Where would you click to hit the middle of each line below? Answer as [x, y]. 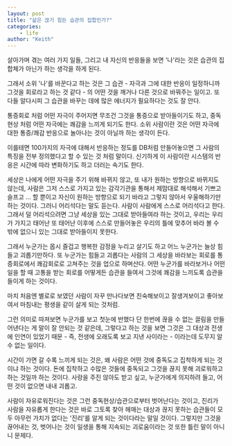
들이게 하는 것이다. [32, 281]
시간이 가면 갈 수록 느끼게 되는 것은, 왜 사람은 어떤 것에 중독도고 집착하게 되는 [111, 360]
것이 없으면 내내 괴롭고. [46, 386]
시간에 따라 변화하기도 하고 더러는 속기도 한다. [82, 165]
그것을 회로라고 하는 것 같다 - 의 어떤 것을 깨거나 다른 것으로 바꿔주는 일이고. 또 [114, 92]
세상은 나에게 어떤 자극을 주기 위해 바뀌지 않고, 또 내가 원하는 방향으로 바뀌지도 [113, 180]
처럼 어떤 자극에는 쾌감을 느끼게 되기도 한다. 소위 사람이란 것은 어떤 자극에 [119, 124]
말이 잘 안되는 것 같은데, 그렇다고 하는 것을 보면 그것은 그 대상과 [124, 328]
